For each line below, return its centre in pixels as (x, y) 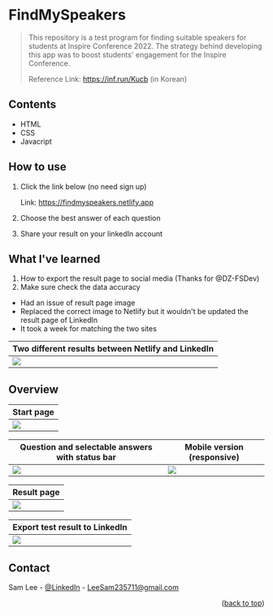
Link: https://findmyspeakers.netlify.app (87, 202)
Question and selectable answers (86, 447)
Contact (29, 568)
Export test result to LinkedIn (70, 528)
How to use (37, 167)
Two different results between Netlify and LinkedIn (113, 349)
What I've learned (54, 258)
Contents (32, 104)
